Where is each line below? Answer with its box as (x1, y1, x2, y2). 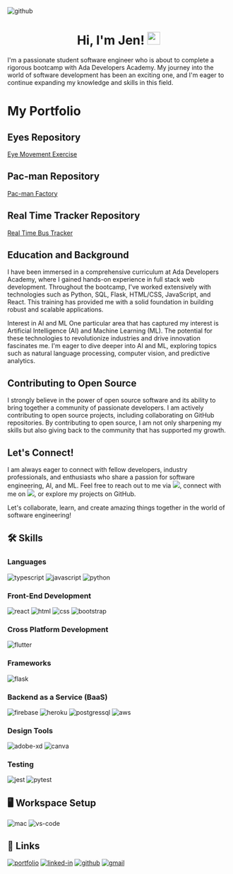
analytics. (7, 357, 35, 365)
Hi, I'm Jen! (76, 33, 145, 49)
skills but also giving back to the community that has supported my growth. (7, 426, 226, 435)
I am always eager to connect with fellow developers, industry (7, 466, 188, 473)
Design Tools (7, 725, 53, 735)
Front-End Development (7, 591, 92, 601)
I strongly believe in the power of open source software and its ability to (7, 396, 216, 405)
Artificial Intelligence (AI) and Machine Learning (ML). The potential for (7, 326, 213, 335)
